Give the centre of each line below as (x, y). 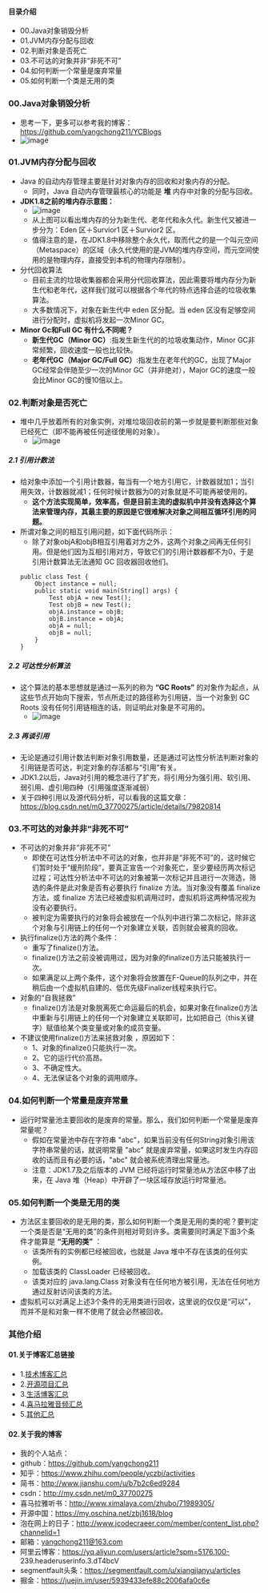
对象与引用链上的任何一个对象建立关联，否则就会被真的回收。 (140, 927)
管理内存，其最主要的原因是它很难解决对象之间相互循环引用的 (148, 512)
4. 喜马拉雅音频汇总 (51, 1404)
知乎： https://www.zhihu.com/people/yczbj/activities (108, 1474)
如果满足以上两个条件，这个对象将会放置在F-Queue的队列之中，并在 (144, 978)
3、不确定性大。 (59, 1068)
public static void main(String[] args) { (106, 591)
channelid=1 (40, 1532)
